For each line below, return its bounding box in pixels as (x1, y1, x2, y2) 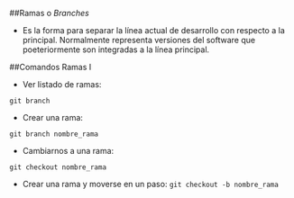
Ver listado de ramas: (22, 79, 102, 89)
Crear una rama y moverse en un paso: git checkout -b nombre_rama (22, 179, 280, 189)
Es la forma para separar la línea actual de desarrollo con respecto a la (22, 25, 286, 35)
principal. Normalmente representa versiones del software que (22, 35, 255, 45)
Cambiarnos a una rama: (22, 146, 115, 156)
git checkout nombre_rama (9, 163, 106, 172)
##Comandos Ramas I (9, 62, 92, 72)
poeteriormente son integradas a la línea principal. (22, 44, 210, 55)
